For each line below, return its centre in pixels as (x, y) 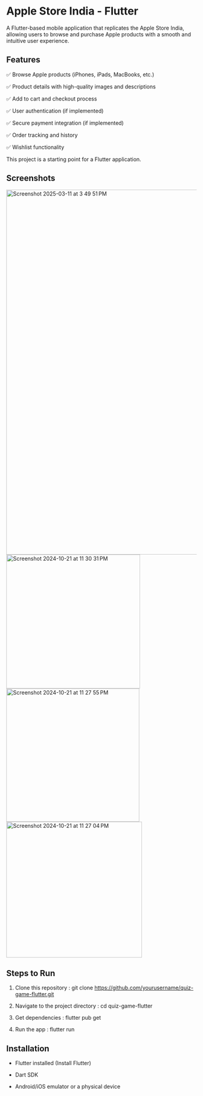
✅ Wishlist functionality (35, 147)
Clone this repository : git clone (54, 988)
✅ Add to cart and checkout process (52, 99)
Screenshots (31, 178)
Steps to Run (31, 973)
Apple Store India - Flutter (72, 11)
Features (23, 60)
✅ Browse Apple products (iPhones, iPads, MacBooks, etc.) (80, 74)
